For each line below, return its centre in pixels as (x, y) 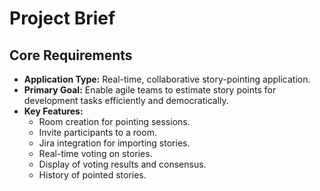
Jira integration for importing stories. (114, 143)
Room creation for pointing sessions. (114, 121)
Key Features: (53, 111)
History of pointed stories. (92, 175)
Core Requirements (71, 55)
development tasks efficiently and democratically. (126, 100)
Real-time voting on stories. (95, 153)
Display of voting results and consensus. (122, 164)
